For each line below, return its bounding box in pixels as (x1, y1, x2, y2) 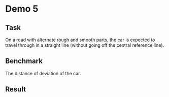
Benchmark (5, 57, 43, 66)
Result (5, 85, 26, 94)
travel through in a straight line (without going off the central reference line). (5, 42, 164, 48)
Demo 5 (5, 3, 39, 15)
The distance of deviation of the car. (5, 70, 81, 76)
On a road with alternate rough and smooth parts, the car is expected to (5, 37, 155, 43)
